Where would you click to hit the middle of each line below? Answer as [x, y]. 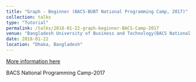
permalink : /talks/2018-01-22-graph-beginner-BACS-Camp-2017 [83, 28]
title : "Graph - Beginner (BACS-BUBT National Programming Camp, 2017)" [97, 12]
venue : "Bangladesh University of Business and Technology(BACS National [99, 34]
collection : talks [29, 17]
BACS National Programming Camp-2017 [56, 73]
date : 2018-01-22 [27, 39]
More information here [33, 61]
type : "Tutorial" [27, 22]
